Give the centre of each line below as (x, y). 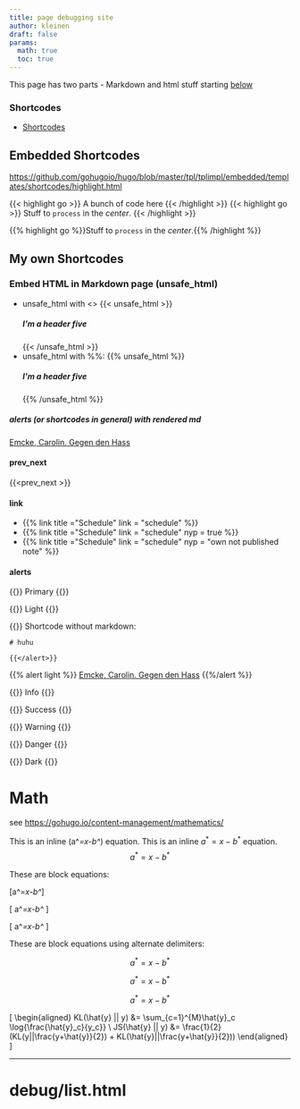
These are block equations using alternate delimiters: (107, 944)
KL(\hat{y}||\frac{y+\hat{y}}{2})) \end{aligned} (202, 1036)
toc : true (35, 59)
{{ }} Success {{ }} (41, 710)
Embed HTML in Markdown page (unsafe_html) (114, 284)
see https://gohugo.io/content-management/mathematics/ (117, 823)
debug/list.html (68, 1090)
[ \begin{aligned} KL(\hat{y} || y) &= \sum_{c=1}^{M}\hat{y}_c (122, 1017)
